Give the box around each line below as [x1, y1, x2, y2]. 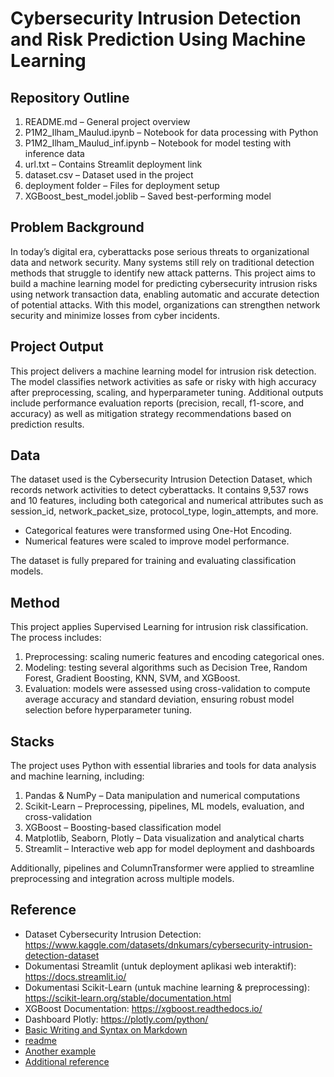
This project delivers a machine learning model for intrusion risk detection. [10, 365, 317, 377]
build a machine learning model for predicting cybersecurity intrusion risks [10, 277, 318, 289]
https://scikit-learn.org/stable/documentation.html [24, 992, 232, 1004]
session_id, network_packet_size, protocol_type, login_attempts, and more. [10, 505, 319, 517]
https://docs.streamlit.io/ [24, 970, 127, 982]
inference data [24, 148, 85, 159]
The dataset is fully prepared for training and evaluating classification [10, 555, 297, 567]
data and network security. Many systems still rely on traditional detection [10, 256, 315, 268]
